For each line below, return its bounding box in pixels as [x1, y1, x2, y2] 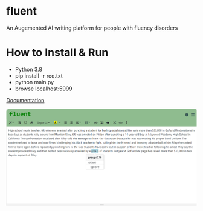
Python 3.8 [14, 65, 42, 73]
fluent [6, 4, 37, 18]
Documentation [6, 96, 45, 104]
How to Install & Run [6, 45, 109, 59]
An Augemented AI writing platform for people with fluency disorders [6, 24, 178, 32]
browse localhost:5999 [14, 85, 72, 92]
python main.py [14, 78, 54, 85]
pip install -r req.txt [14, 72, 63, 79]
